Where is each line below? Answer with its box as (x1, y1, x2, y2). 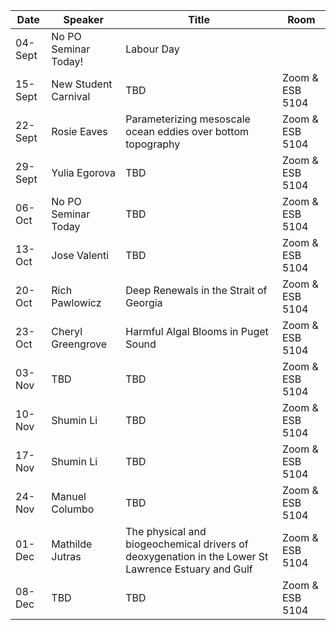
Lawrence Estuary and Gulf (125, 562, 253, 576)
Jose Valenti (51, 249, 110, 262)
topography (125, 137, 181, 151)
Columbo (51, 502, 95, 516)
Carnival (51, 90, 91, 103)
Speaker (63, 13, 105, 26)
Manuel (51, 490, 87, 503)
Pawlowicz (51, 296, 102, 309)
